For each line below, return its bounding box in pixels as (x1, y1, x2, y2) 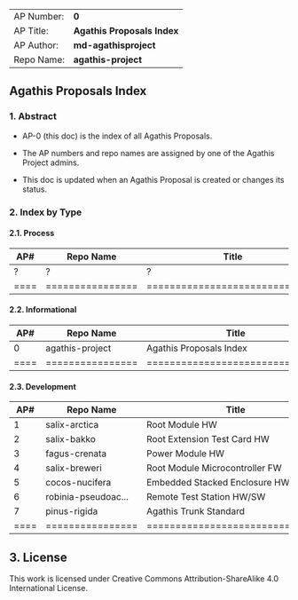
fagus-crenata (45, 447, 107, 460)
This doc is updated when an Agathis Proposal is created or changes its (21, 174, 285, 185)
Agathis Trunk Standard (145, 505, 246, 517)
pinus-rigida (45, 505, 98, 517)
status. (21, 184, 47, 194)
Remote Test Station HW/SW (145, 491, 266, 503)
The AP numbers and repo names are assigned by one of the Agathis (21, 147, 275, 158)
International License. (9, 583, 89, 594)
